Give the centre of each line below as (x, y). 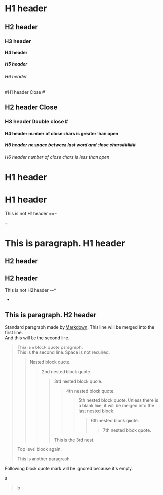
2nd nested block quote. (66, 371)
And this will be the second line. (37, 338)
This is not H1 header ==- (31, 213)
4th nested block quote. (90, 391)
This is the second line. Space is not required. (64, 352)
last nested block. (97, 411)
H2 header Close (31, 108)
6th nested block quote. (115, 420)
